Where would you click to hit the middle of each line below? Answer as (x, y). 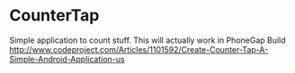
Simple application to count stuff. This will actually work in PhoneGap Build (147, 40)
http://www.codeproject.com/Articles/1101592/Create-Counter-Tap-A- (139, 49)
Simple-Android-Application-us (67, 59)
